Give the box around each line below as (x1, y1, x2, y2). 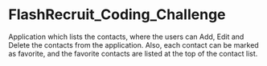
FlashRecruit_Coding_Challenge (8, 6, 227, 24)
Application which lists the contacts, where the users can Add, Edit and (8, 32, 244, 41)
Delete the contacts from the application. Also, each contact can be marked (8, 40, 259, 49)
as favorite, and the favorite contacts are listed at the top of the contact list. (8, 49, 258, 58)
